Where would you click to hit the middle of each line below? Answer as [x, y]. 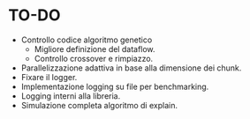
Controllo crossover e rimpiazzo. [94, 58]
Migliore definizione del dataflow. [95, 48]
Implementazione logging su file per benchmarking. [115, 86]
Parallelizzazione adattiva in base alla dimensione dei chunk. [131, 68]
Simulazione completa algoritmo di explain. [99, 105]
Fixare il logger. [49, 77]
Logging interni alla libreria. [71, 96]
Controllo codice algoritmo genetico [87, 40]
